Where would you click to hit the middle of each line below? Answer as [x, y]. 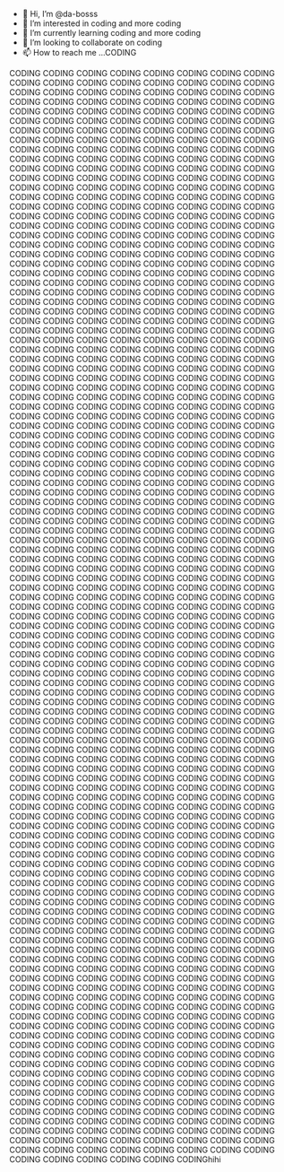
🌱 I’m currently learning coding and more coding [112, 33]
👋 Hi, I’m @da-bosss [60, 14]
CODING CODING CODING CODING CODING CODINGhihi [115, 1159]
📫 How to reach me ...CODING [79, 52]
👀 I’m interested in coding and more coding [102, 23]
